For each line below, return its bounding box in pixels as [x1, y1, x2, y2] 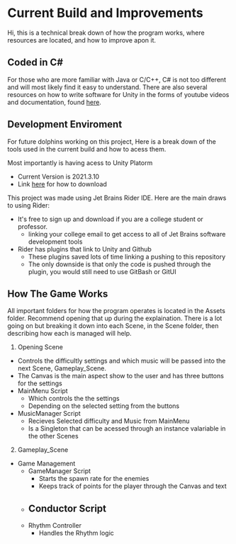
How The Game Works [7, 288, 108, 300]
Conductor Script [28, 502, 107, 514]
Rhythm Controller [28, 521, 82, 530]
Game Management [17, 459, 76, 468]
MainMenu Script [17, 387, 69, 395]
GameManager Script [28, 467, 91, 475]
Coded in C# [7, 57, 64, 69]
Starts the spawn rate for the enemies [38, 475, 150, 483]
